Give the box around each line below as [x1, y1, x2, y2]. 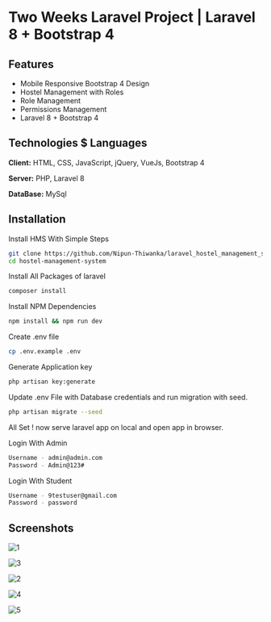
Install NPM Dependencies [8, 302, 97, 311]
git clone [8, 249, 42, 257]
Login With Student [8, 476, 73, 486]
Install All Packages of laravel [8, 271, 106, 282]
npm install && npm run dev [8, 317, 103, 326]
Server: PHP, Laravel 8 [8, 173, 85, 183]
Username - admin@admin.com [8, 453, 103, 461]
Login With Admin [8, 438, 68, 448]
